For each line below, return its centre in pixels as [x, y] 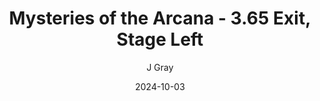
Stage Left [160, 39]
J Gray [160, 67]
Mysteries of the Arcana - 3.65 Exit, [160, 18]
